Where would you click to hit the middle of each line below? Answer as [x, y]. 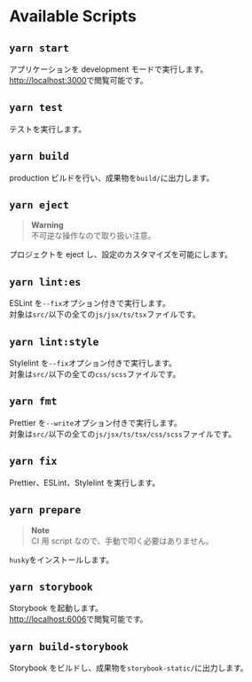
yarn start [39, 48]
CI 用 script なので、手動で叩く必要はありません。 [122, 541]
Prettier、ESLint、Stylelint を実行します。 [85, 482]
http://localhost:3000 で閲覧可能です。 [79, 80]
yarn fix [33, 461]
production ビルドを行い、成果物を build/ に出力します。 [112, 177]
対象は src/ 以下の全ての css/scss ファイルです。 [95, 374]
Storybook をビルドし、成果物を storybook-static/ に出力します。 [129, 668]
